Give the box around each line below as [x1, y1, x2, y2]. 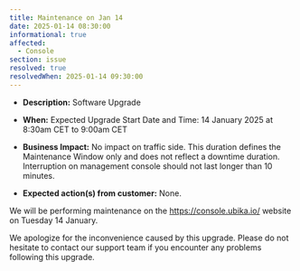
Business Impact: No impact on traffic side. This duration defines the [22, 141, 282, 152]
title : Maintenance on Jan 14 [9, 13, 124, 23]
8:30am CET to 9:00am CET [22, 124, 128, 135]
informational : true [9, 30, 88, 39]
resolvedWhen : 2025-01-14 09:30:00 [9, 72, 144, 81]
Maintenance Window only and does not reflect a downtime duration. [22, 151, 280, 162]
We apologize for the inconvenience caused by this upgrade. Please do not [9, 232, 289, 243]
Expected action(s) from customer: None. [22, 187, 183, 199]
